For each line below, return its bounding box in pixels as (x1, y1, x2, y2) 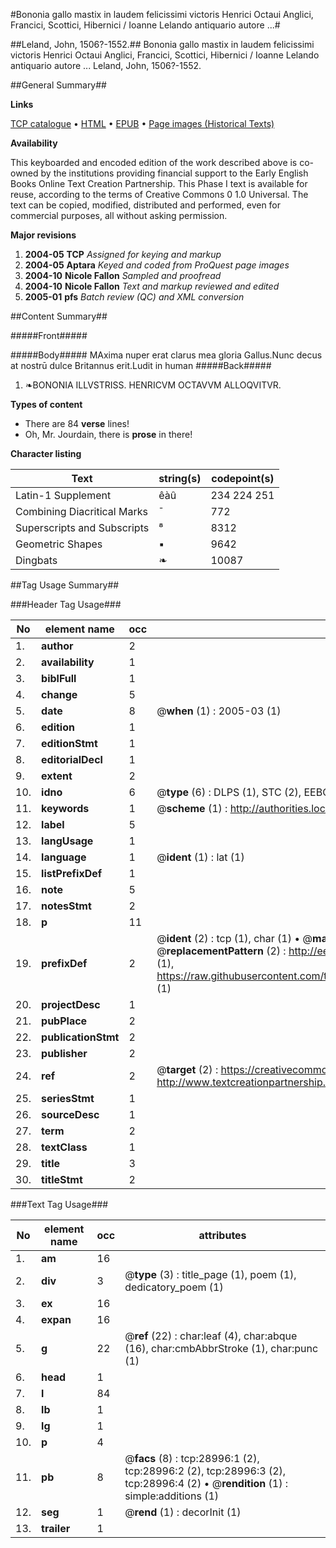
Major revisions (10, 229, 77, 241)
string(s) (158, 472, 202, 485)
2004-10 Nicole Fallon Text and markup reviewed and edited (24, 280, 280, 292)
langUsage (41, 834, 94, 848)
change (41, 688, 78, 701)
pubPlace (41, 1014, 88, 1028)
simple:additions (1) (124, 1489, 220, 1503)
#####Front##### (10, 330, 88, 341)
